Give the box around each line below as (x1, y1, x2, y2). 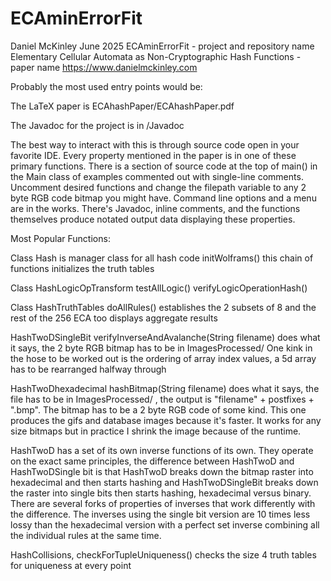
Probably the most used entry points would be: (10, 80, 203, 92)
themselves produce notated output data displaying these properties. (10, 213, 296, 225)
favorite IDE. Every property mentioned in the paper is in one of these (10, 149, 297, 161)
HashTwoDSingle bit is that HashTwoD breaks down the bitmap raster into (10, 465, 314, 477)
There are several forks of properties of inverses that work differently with (10, 497, 316, 509)
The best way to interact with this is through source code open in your (10, 138, 300, 151)
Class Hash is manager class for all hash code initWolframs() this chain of (10, 252, 314, 264)
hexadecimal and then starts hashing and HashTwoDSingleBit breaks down (10, 476, 319, 488)
